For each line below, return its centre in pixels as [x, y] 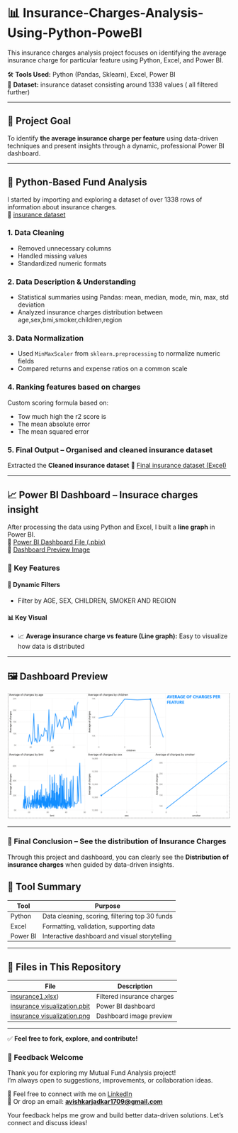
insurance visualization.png [50, 1016]
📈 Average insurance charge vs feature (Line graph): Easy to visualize [123, 636]
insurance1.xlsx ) [35, 996]
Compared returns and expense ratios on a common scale [102, 368]
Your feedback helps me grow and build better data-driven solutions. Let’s [116, 1115]
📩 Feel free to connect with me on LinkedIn [70, 1094]
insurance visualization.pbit [50, 1006]
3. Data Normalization [45, 339]
